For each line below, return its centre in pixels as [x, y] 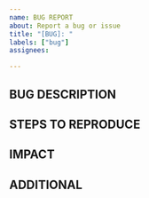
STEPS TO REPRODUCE [75, 124]
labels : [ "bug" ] [39, 42]
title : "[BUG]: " [41, 34]
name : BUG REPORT [41, 17]
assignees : [29, 51]
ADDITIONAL [46, 184]
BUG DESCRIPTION [63, 94]
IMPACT [32, 155]
